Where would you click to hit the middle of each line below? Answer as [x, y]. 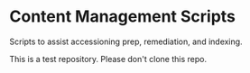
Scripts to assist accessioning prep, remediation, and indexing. [126, 41]
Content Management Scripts [123, 17]
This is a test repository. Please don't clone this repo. [108, 59]
